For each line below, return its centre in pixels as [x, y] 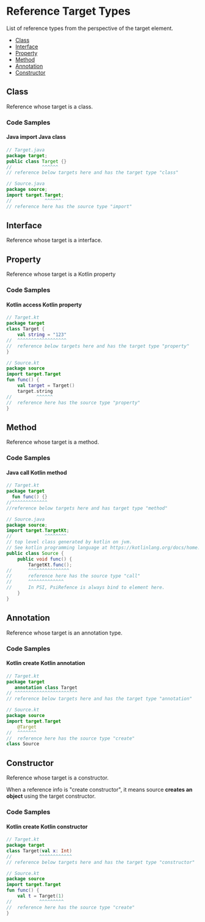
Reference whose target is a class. [50, 106]
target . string [35, 391]
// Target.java [26, 150]
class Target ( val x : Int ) [39, 851]
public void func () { [45, 559]
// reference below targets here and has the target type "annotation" [99, 699]
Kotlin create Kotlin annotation [46, 663]
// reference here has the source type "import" [69, 206]
